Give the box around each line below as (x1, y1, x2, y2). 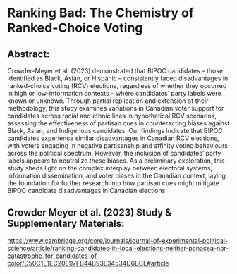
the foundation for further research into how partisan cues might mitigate (7, 179, 220, 187)
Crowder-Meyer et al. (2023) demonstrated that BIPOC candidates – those (7, 67, 224, 75)
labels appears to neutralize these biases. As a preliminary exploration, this (7, 156, 225, 165)
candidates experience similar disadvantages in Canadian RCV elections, (7, 134, 219, 142)
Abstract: (7, 48, 50, 60)
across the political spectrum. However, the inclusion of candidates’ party (7, 149, 221, 157)
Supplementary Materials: (7, 218, 125, 230)
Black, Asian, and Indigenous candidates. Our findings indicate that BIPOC (7, 127, 224, 135)
